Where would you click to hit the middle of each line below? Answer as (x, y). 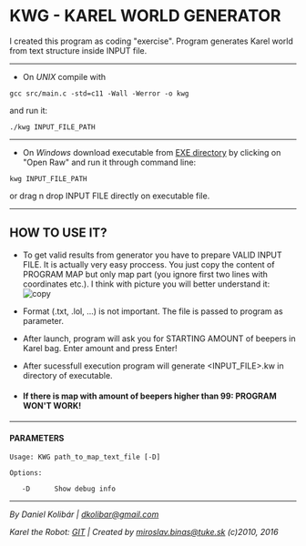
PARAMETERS (37, 438)
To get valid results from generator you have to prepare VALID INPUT (152, 255)
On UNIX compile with (64, 76)
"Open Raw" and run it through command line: (109, 162)
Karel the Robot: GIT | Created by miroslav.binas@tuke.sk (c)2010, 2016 (144, 532)
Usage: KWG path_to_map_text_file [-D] (85, 457)
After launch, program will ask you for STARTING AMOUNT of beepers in (159, 339)
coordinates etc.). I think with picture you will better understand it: (146, 284)
